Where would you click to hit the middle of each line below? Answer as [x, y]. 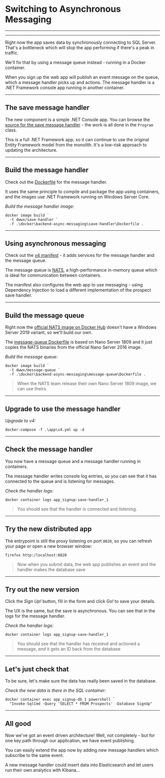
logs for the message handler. [35, 616]
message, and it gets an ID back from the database [69, 649]
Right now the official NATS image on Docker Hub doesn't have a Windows [81, 327]
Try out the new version [42, 590]
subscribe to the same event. [34, 755]
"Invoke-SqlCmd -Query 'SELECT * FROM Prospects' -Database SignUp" [81, 704]
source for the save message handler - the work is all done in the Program [79, 124]
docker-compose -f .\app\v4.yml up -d [45, 430]
